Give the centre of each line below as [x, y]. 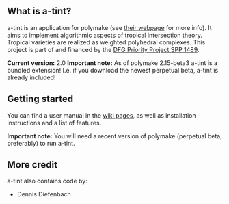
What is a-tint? [39, 11]
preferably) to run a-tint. [41, 143]
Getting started [40, 99]
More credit [32, 165]
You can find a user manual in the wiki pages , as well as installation [102, 115]
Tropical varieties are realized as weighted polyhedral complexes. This [106, 42]
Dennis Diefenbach [44, 194]
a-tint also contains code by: [47, 181]
